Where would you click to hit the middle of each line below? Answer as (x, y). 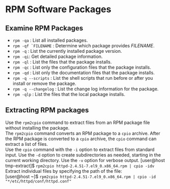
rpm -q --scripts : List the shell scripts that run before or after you (83, 78)
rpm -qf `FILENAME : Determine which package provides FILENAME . (83, 46)
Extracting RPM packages (47, 110)
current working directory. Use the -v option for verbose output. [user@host (85, 160)
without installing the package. (37, 128)
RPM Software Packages (58, 9)
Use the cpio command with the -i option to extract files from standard (80, 149)
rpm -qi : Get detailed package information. (58, 56)
